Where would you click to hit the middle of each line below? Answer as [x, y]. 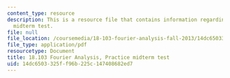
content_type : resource [41, 13]
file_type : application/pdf [47, 45]
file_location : [29, 39]
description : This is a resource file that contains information [102, 20]
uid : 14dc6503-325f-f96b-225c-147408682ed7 [70, 64]
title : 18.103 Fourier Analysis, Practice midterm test [88, 58]
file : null [23, 32]
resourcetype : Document [41, 52]
